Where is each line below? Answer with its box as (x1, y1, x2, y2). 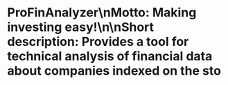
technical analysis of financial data (7, 49, 213, 64)
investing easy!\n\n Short (7, 19, 155, 35)
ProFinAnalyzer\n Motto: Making (7, 5, 197, 21)
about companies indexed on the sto (7, 63, 222, 79)
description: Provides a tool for (7, 34, 189, 49)
